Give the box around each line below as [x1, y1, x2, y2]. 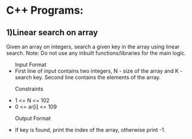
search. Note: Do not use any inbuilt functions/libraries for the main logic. [6, 50, 186, 57]
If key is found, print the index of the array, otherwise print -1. [14, 126, 166, 133]
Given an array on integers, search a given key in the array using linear [6, 43, 180, 50]
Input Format [14, 61, 47, 68]
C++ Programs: [6, 4, 83, 17]
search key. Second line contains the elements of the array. [14, 74, 161, 81]
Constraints [14, 85, 44, 92]
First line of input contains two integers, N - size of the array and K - [14, 67, 183, 75]
